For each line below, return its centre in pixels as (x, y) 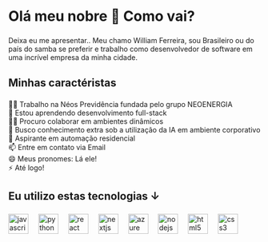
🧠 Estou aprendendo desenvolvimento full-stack (88, 113)
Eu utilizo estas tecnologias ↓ (84, 196)
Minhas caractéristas (62, 83)
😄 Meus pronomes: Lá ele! (53, 159)
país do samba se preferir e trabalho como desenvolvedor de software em (131, 49)
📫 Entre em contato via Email (57, 148)
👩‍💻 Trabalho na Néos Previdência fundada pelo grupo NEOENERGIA (121, 105)
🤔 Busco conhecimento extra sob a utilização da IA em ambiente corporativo (134, 130)
